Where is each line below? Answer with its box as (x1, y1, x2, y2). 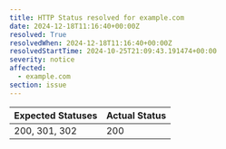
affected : (9, 64, 47, 73)
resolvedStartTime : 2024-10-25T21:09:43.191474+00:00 (9, 47, 218, 56)
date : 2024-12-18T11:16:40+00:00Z (9, 22, 141, 31)
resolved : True (9, 30, 67, 39)
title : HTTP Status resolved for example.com (9, 13, 184, 23)
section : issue (9, 80, 67, 89)
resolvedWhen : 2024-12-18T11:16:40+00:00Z (9, 38, 172, 48)
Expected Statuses (14, 109, 98, 122)
